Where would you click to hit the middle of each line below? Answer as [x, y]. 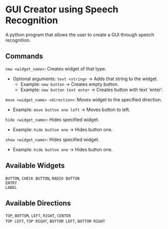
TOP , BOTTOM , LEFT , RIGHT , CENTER [38, 216]
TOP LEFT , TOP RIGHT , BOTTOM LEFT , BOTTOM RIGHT [55, 221]
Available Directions [38, 203]
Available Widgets [35, 166]
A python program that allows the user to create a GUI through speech [80, 34]
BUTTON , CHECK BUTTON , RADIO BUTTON [42, 178]
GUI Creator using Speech [62, 10]
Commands [24, 56]
